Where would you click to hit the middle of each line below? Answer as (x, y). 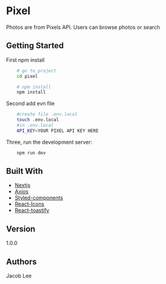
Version (21, 229)
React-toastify (32, 210)
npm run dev (31, 153)
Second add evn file (30, 104)
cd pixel (27, 76)
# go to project (37, 71)
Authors (21, 261)
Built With (24, 171)
